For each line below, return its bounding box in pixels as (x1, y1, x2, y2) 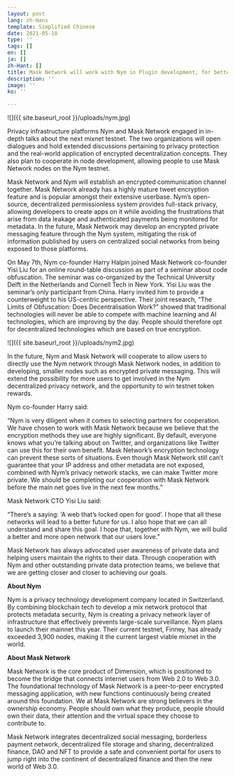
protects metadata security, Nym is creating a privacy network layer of (7, 610, 211, 619)
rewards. (7, 389, 33, 398)
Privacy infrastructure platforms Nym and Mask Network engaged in (7, 127, 204, 136)
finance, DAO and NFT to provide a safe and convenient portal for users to (7, 747, 222, 756)
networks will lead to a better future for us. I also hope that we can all (7, 518, 207, 526)
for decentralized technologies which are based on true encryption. (7, 325, 201, 333)
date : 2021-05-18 (7, 29, 58, 37)
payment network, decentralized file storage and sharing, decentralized (7, 740, 214, 749)
